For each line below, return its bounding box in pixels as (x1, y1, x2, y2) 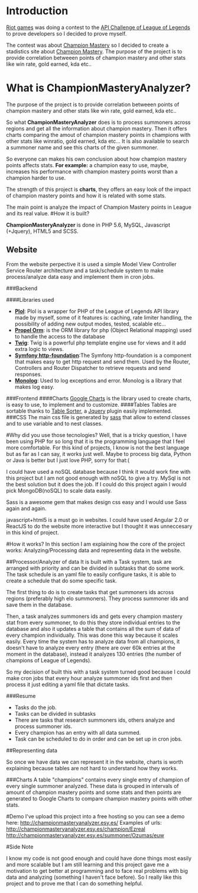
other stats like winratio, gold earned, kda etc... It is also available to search (6, 138, 189, 145)
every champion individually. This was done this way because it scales (6, 632, 178, 639)
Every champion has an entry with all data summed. (14, 729, 141, 736)
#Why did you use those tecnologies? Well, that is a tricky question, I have (6, 431, 187, 438)
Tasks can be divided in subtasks (14, 710, 96, 717)
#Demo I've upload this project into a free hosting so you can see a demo (6, 812, 185, 819)
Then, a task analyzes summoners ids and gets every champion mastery (6, 613, 183, 620)
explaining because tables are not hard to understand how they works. (6, 764, 178, 771)
